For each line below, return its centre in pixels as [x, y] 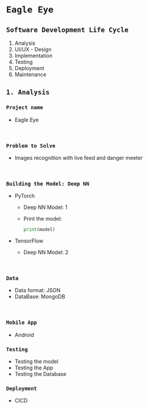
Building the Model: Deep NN [48, 184]
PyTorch [25, 196]
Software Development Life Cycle [68, 30]
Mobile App [21, 323]
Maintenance [31, 74]
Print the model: [43, 219]
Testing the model [36, 362]
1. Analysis [28, 92]
